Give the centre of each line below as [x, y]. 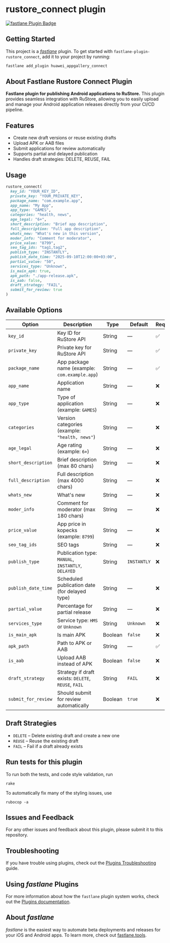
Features [20, 125]
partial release [74, 612]
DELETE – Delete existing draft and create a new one [66, 735]
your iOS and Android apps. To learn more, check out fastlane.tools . [76, 935]
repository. [17, 835]
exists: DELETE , [74, 678]
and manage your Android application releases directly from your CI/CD [80, 104]
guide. [12, 868]
